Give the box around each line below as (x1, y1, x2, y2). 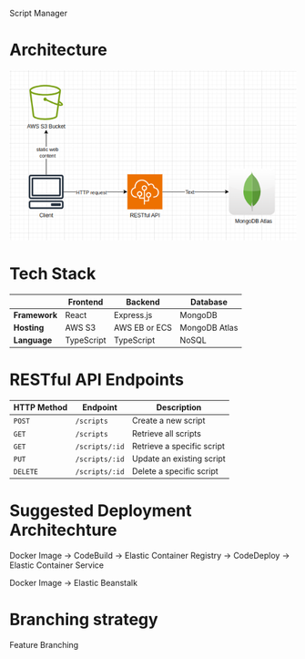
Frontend (67, 296, 104, 307)
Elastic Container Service (9, 560, 105, 571)
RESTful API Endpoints (9, 369, 185, 390)
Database (189, 296, 228, 307)
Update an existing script (131, 453, 226, 464)
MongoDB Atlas (179, 323, 239, 334)
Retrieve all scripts (131, 427, 202, 438)
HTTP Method (13, 402, 68, 413)
